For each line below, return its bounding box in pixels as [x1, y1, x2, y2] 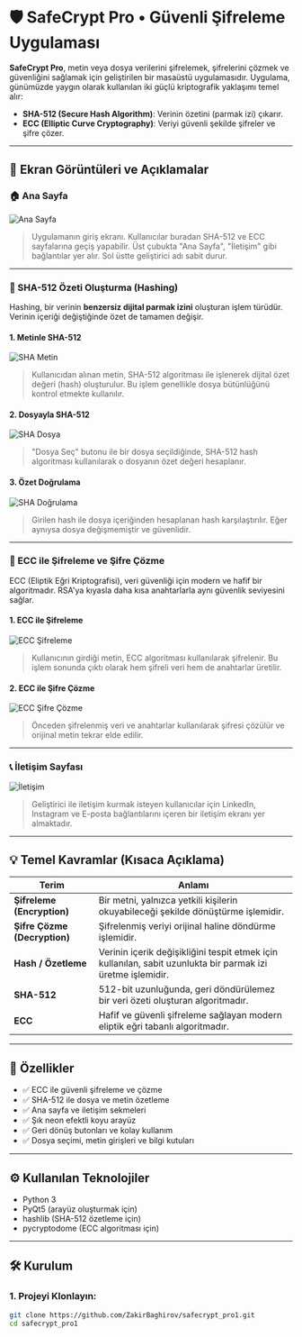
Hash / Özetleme [13, 957, 87, 969]
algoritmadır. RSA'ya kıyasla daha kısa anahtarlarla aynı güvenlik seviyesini [9, 585, 285, 596]
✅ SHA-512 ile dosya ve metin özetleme [22, 1095, 170, 1105]
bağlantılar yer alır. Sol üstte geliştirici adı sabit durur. [31, 250, 227, 261]
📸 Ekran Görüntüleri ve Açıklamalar [9, 162, 209, 177]
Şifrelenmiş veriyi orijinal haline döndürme [98, 920, 276, 932]
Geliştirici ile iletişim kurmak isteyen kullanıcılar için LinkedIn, [31, 798, 256, 809]
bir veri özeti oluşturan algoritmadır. [98, 995, 249, 1007]
